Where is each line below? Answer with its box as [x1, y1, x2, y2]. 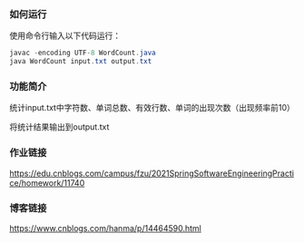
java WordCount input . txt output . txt [9, 57, 152, 66]
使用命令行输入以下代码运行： [9, 30, 121, 42]
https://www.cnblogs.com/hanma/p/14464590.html [9, 222, 201, 233]
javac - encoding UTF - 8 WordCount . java [9, 48, 156, 58]
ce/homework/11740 [9, 177, 85, 188]
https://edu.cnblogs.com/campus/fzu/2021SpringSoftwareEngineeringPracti [9, 168, 295, 179]
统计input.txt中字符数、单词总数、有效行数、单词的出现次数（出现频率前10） [9, 102, 295, 113]
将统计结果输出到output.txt [9, 121, 110, 132]
